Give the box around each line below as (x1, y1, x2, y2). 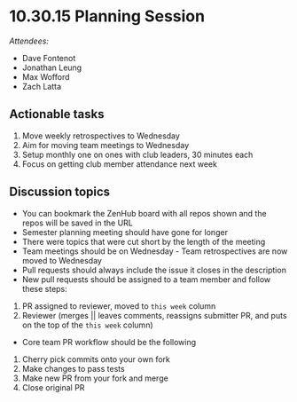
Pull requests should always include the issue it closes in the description (21, 264, 286, 275)
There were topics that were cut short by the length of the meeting (21, 236, 266, 247)
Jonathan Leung (21, 62, 82, 73)
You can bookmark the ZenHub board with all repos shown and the (21, 208, 268, 218)
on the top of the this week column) (21, 319, 153, 330)
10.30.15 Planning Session (9, 6, 206, 27)
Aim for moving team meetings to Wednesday (21, 139, 189, 150)
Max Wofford (21, 71, 70, 82)
